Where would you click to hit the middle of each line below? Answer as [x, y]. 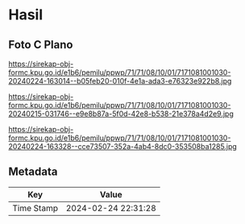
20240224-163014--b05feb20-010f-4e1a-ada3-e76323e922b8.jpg [120, 81]
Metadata [33, 172]
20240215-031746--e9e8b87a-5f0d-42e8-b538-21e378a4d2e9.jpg [121, 114]
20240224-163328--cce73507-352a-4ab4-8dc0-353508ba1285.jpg [123, 146]
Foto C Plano [41, 45]
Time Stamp [35, 208]
